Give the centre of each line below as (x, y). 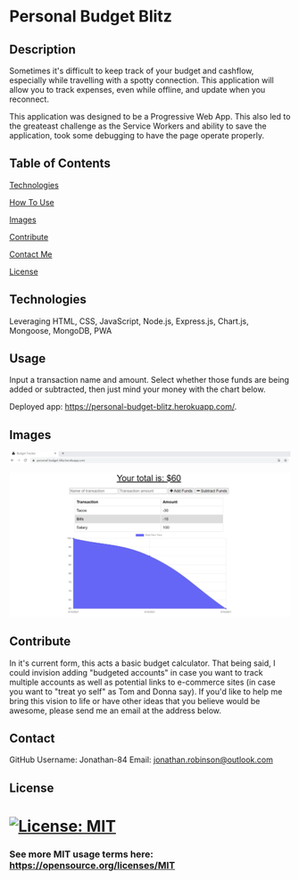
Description (42, 50)
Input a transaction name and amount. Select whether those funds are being (149, 380)
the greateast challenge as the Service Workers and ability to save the (138, 126)
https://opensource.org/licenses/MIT (92, 865)
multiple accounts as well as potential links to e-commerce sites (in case (142, 682)
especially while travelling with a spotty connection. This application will (141, 80)
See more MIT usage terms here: (82, 854)
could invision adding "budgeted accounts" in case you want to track (136, 672)
